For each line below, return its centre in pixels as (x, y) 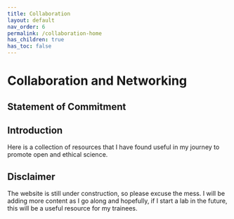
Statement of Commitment (67, 107)
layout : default (31, 20)
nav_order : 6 (26, 27)
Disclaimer (31, 177)
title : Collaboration (39, 14)
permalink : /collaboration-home (54, 33)
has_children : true (36, 40)
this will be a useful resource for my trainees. (72, 209)
